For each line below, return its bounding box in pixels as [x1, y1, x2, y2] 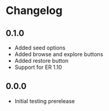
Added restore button [14, 57, 69, 64]
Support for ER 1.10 [14, 63, 62, 71]
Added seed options [14, 44, 66, 51]
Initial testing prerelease [14, 97, 76, 104]
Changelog [5, 4, 63, 18]
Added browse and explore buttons [14, 51, 104, 58]
